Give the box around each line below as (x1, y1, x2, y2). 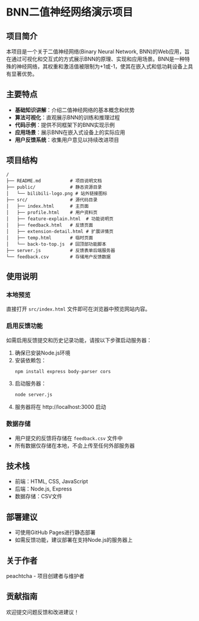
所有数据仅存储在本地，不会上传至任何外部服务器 (14, 442, 135, 449)
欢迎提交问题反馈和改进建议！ (6, 608, 79, 616)
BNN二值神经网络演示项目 (6, 5, 134, 19)
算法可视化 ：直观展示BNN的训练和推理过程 (14, 114, 121, 121)
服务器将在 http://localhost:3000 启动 (14, 403, 106, 411)
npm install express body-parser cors (14, 368, 111, 374)
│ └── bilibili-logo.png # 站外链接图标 (6, 190, 108, 197)
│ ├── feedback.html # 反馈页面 (6, 222, 93, 228)
